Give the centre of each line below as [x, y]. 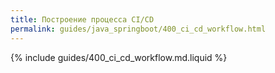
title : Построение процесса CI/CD [82, 19]
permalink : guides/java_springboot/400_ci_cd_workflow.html [138, 29]
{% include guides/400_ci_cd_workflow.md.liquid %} [119, 57]
